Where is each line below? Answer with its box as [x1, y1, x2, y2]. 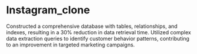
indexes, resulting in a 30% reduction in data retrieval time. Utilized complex [6, 28, 192, 35]
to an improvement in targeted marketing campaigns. [6, 41, 135, 48]
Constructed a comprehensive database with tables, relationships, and [6, 23, 178, 30]
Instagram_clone [6, 3, 90, 17]
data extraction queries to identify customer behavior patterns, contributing [6, 35, 190, 42]
